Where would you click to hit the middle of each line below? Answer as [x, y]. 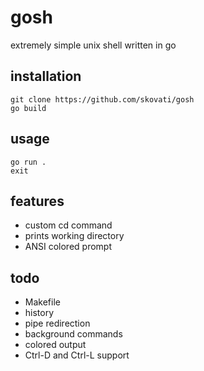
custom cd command [68, 225]
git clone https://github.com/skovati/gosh [102, 99]
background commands [73, 334]
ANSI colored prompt [68, 247]
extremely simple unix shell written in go [93, 45]
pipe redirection [57, 323]
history [39, 313]
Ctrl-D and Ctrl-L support [77, 355]
